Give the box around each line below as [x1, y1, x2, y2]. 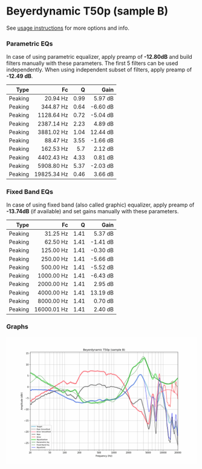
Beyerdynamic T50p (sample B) [6, 4, 169, 18]
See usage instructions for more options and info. [6, 24, 130, 32]
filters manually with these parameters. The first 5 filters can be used [6, 59, 178, 67]
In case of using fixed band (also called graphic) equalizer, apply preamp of [6, 201, 195, 208]
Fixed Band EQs [6, 187, 53, 196]
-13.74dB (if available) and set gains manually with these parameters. [6, 208, 179, 215]
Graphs [6, 322, 28, 331]
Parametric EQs [6, 39, 53, 48]
